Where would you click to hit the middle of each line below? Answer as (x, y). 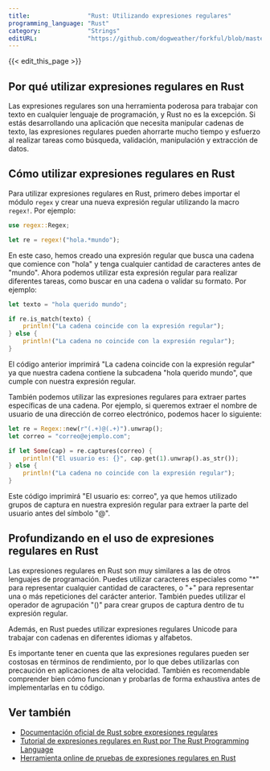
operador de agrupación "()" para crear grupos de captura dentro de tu (126, 604)
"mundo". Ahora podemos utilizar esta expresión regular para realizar (123, 272)
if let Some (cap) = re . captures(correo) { (80, 451)
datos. (19, 149)
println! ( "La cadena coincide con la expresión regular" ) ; (124, 326)
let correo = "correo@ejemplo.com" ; (70, 436)
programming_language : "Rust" (59, 23)
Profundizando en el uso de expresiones (111, 539)
